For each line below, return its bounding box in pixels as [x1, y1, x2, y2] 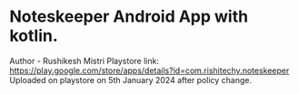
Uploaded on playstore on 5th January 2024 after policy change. [9, 74, 253, 85]
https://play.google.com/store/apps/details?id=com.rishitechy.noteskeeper [9, 65, 290, 76]
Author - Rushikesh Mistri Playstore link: [9, 55, 159, 66]
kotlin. [9, 25, 59, 46]
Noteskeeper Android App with [9, 6, 248, 27]
